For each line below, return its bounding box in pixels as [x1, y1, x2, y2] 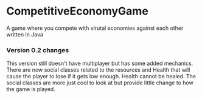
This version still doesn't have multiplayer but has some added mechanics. [6, 60, 193, 67]
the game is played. [6, 86, 56, 93]
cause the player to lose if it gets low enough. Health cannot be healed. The [6, 73, 197, 80]
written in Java [6, 30, 44, 38]
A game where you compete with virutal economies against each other [6, 24, 184, 32]
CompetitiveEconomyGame [6, 4, 149, 18]
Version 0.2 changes [6, 46, 69, 54]
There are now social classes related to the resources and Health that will [6, 66, 190, 73]
